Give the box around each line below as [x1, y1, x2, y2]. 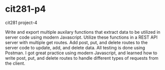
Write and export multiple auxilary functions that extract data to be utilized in [5, 29, 161, 35]
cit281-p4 [5, 3, 46, 15]
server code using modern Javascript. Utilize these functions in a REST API [5, 34, 158, 40]
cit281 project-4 [5, 20, 38, 25]
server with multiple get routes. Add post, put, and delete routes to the [5, 39, 148, 45]
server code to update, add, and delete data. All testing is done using [5, 45, 145, 50]
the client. [5, 60, 26, 66]
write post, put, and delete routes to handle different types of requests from [5, 55, 159, 61]
